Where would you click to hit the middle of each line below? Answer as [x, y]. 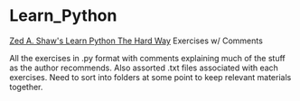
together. [26, 87]
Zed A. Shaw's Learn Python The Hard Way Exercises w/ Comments [136, 41]
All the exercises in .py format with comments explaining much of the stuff [148, 58]
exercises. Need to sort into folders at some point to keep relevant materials [150, 77]
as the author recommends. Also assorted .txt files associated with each [144, 68]
